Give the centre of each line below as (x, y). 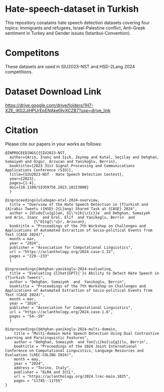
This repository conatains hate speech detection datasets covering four (77, 23)
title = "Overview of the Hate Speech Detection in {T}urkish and (79, 204)
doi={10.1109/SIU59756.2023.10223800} (49, 187)
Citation (22, 130)
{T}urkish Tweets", (25, 278)
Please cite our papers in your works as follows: (54, 144)
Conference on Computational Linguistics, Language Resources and (74, 350)
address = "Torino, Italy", (42, 368)
